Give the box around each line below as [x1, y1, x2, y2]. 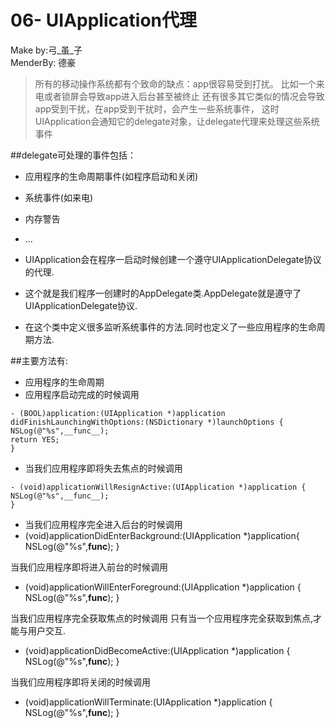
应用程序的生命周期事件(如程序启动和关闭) [24, 170, 199, 182]
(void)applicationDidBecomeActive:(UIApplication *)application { [24, 644, 291, 656]
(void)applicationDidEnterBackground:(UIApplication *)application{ [24, 529, 300, 541]
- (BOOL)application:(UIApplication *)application [10, 408, 226, 418]
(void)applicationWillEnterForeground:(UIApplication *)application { [24, 581, 302, 593]
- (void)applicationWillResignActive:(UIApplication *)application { [10, 482, 307, 492]
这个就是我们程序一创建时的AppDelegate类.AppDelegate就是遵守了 [24, 287, 302, 299]
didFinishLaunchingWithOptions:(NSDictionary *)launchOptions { [10, 417, 284, 427]
